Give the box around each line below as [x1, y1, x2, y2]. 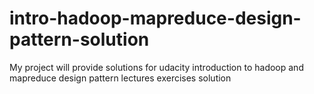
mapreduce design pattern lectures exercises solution [9, 72, 232, 84]
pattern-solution [9, 28, 150, 51]
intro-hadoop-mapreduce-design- [9, 7, 302, 30]
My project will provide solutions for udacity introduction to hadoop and [9, 61, 304, 73]
